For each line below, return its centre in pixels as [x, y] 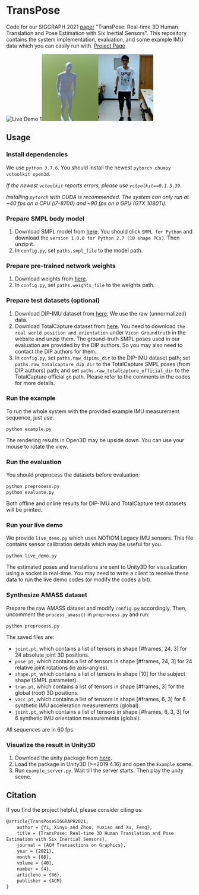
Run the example [31, 398]
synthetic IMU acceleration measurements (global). [78, 705]
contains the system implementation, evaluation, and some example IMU [95, 39]
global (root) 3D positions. [47, 692]
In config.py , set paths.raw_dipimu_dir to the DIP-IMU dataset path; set [102, 358]
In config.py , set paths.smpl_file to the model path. [79, 250]
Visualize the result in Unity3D [51, 745]
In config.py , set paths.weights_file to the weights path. [85, 285]
